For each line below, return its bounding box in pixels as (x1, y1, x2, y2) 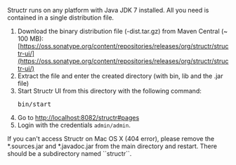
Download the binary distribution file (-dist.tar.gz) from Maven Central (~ (17, 27, 228, 35)
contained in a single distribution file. (7, 13, 114, 22)
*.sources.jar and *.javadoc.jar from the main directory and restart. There (7, 142, 218, 150)
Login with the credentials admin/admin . (17, 121, 131, 129)
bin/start (17, 100, 51, 108)
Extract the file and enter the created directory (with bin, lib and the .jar (17, 72, 223, 80)
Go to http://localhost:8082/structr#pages (17, 114, 140, 121)
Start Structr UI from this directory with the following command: (17, 87, 202, 95)
